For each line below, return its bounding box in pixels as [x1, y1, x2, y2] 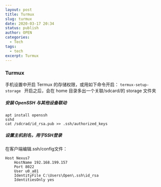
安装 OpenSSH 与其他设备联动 [5, 100, 67, 106]
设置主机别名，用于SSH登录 [5, 132, 62, 139]
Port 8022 [14, 164, 35, 169]
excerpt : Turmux [5, 53, 39, 58]
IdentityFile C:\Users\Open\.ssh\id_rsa [14, 173, 99, 178]
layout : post [5, 7, 32, 12]
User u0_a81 [14, 169, 39, 174]
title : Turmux [5, 12, 35, 17]
